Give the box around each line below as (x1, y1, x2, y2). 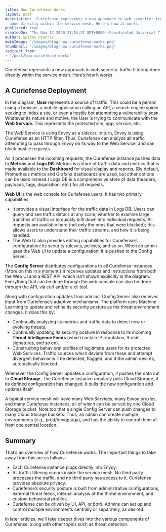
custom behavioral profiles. (12, 496, 68, 502)
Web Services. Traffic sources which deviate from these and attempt (12, 351, 152, 356)
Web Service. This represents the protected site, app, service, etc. (5, 121, 141, 127)
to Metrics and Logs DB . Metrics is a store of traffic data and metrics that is (5, 161, 159, 167)
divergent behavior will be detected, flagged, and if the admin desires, (12, 355, 156, 361)
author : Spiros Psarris (5, 35, 54, 40)
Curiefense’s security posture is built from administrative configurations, (12, 486, 160, 491)
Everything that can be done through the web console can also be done (5, 279, 151, 285)
